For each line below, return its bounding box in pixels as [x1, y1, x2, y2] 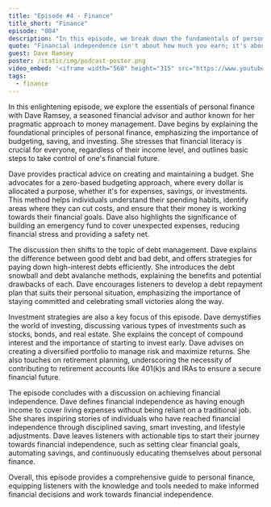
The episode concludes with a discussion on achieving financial [8, 387, 220, 397]
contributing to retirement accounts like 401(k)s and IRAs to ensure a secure [8, 363, 261, 373]
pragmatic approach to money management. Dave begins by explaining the [8, 119, 258, 129]
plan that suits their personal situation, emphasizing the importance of [8, 288, 241, 298]
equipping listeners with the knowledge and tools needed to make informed [8, 480, 260, 490]
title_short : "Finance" [8, 19, 89, 27]
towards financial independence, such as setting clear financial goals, [8, 439, 240, 449]
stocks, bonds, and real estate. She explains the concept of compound [8, 329, 244, 339]
